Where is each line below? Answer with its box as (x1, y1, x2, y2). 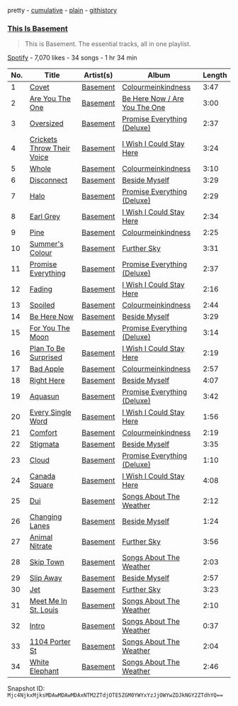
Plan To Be (29, 344, 65, 354)
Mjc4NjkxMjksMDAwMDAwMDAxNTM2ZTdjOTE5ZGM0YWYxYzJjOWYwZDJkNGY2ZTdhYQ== (7, 692, 223, 699)
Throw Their (29, 143, 71, 153)
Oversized (29, 118, 64, 128)
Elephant (29, 666, 59, 676)
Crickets (29, 135, 58, 145)
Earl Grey (29, 212, 61, 222)
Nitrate (29, 542, 52, 551)
